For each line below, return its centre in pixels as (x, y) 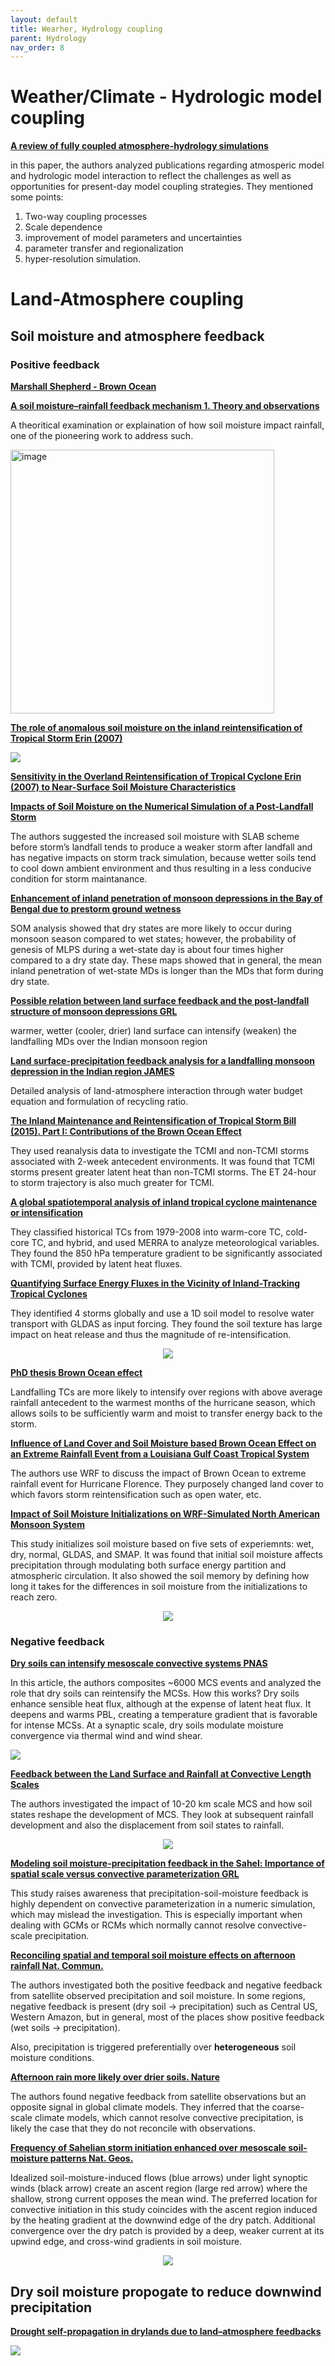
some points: (37, 197)
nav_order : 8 (37, 47)
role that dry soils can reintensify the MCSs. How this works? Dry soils (155, 1693)
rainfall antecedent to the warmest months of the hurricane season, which (163, 1403)
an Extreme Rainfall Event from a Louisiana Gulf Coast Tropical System (160, 1454)
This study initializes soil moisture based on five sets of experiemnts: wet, (162, 1544)
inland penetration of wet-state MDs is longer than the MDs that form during (167, 971)
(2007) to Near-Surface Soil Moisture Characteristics (123, 787)
